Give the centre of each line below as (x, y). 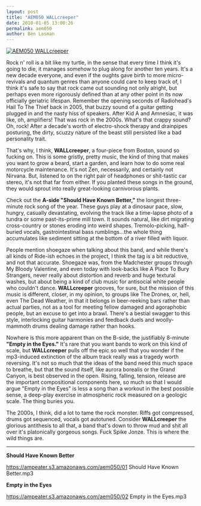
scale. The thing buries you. (40, 401)
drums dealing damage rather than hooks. (84, 326)
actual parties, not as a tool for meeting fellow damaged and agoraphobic (97, 307)
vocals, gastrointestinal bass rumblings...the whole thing (93, 232)
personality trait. (26, 139)
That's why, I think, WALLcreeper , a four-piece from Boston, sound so (93, 151)
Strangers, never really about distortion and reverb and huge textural (91, 275)
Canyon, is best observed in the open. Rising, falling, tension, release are (96, 376)
